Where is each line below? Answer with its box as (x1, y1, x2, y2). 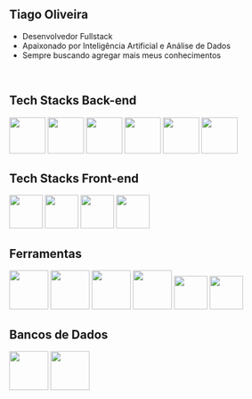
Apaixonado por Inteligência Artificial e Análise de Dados (21, 40, 232, 51)
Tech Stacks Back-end (9, 93, 137, 108)
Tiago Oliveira (9, 7, 89, 22)
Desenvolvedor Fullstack (21, 30, 113, 41)
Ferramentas (9, 245, 82, 262)
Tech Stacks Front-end (9, 171, 140, 187)
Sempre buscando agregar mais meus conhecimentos (21, 49, 221, 61)
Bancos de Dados (9, 327, 109, 342)
